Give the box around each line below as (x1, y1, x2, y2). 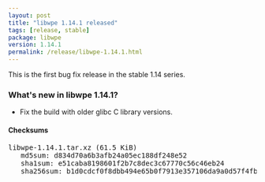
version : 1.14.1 (8, 41, 62, 49)
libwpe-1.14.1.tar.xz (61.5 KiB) (8, 143, 138, 152)
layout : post (8, 11, 51, 20)
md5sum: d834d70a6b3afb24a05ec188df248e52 (21, 150, 188, 160)
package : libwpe (8, 33, 62, 42)
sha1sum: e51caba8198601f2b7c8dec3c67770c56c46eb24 (21, 158, 225, 168)
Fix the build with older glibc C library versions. (19, 107, 174, 117)
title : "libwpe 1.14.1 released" (8, 19, 118, 27)
